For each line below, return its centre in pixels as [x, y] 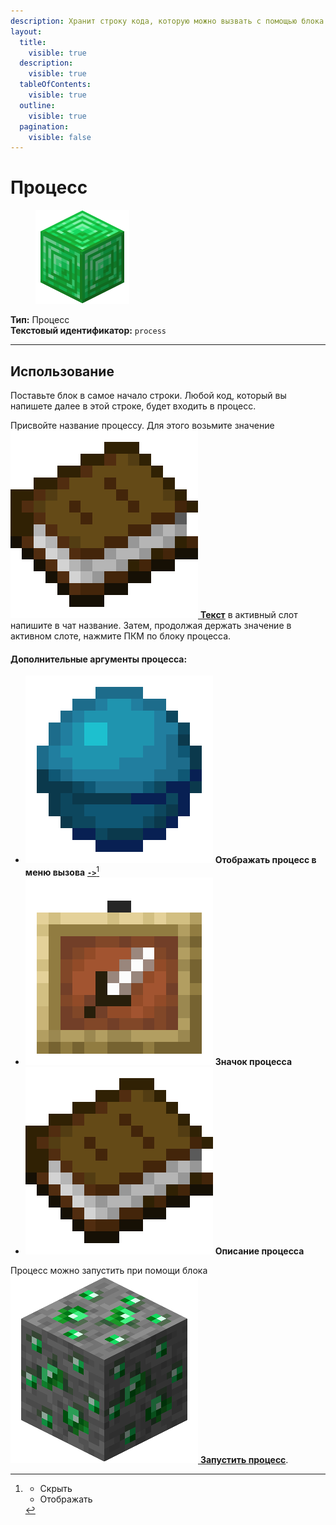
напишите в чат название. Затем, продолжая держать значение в [151, 625]
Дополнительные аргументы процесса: [99, 659]
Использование [62, 371]
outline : [37, 105]
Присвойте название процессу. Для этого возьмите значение [142, 425]
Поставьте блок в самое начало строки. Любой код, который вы [148, 395]
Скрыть [56, 1488]
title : [33, 42]
